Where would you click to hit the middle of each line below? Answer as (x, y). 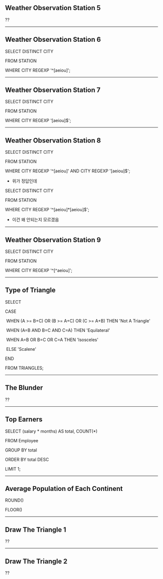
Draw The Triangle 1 (36, 530)
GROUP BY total (21, 450)
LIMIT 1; (13, 469)
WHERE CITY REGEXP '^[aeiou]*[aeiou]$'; (47, 210)
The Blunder (24, 388)
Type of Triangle (30, 290)
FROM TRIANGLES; (24, 368)
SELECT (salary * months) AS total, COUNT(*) (51, 431)
